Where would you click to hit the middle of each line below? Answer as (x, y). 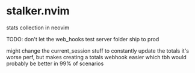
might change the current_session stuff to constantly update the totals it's (98, 51)
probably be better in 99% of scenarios (55, 63)
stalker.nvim (38, 11)
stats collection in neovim (38, 28)
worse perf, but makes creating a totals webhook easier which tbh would (96, 57)
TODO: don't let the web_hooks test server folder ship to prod (83, 39)
